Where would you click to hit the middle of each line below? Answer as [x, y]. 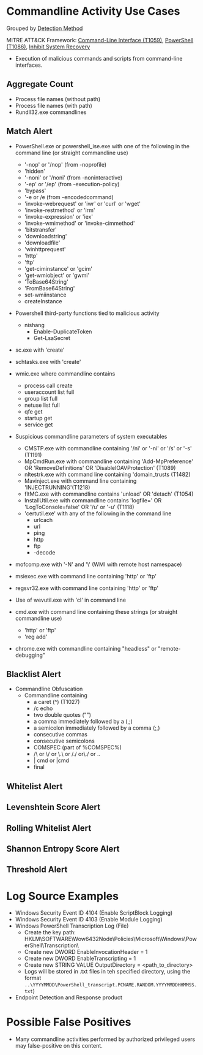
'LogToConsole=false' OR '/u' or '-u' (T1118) [79, 507]
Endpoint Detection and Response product [68, 997]
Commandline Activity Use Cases [93, 11]
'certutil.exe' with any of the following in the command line [98, 513]
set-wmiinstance [45, 295]
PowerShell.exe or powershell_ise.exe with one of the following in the [102, 146]
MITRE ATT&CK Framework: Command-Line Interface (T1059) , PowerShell [100, 40]
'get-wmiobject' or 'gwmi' [57, 275]
